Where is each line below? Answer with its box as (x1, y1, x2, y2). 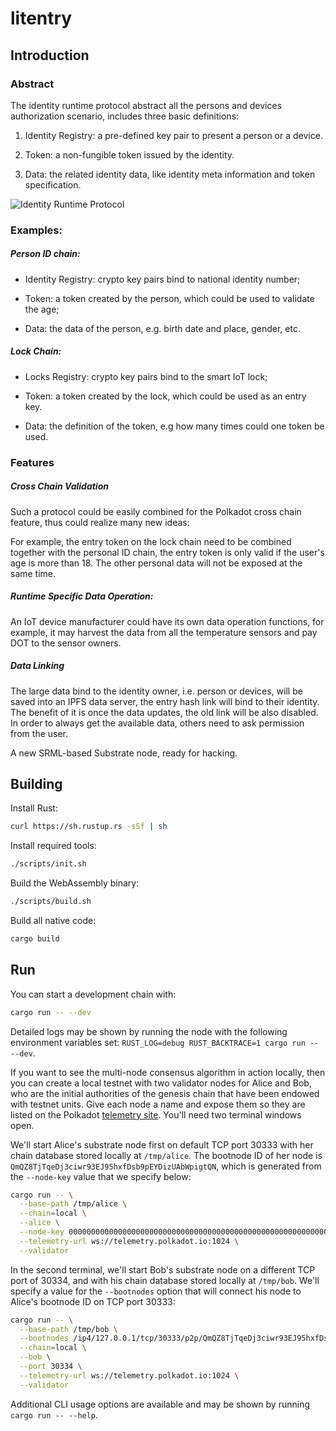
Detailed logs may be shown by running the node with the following (10, 1025, 288, 1037)
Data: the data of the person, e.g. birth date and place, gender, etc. (24, 322, 301, 334)
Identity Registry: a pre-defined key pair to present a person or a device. (24, 129, 323, 141)
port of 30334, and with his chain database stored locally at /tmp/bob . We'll (10, 1274, 320, 1286)
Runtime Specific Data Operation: (10, 590, 154, 602)
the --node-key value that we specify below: (10, 1170, 192, 1182)
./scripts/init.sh (10, 859, 87, 869)
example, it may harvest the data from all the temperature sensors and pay (10, 626, 318, 638)
